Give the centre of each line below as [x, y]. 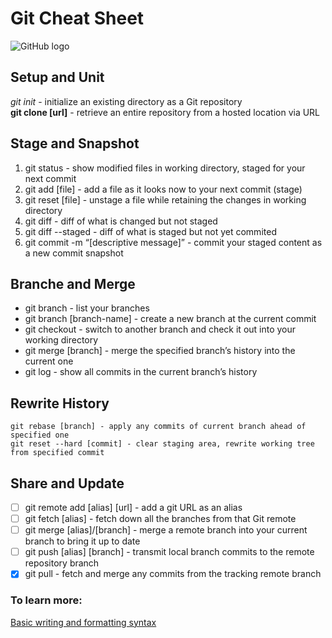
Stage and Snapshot [75, 143]
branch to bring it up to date [82, 541]
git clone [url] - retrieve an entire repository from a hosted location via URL [165, 112]
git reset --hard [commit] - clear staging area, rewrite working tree [162, 444]
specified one [40, 435]
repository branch [62, 563]
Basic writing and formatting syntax [83, 622]
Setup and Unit [57, 77]
